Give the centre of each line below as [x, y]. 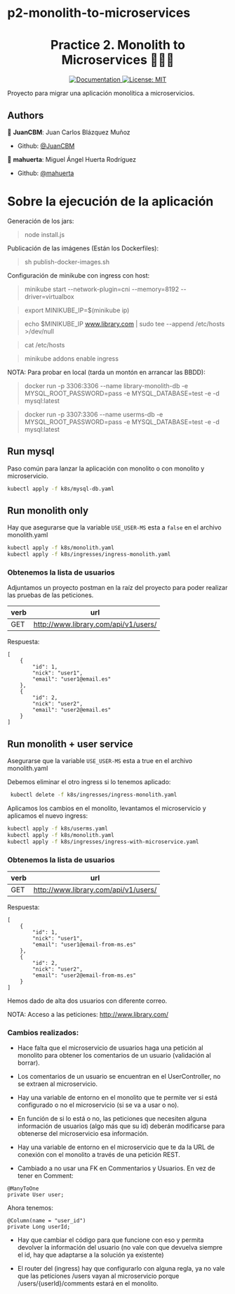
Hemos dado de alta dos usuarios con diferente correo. [87, 1001]
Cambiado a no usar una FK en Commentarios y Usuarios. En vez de [116, 1168]
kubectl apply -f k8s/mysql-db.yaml [61, 489]
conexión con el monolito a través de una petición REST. [99, 1155]
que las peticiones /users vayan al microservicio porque [98, 1276]
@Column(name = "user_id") [47, 1221]
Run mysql [31, 451]
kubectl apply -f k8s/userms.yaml [58, 829]
